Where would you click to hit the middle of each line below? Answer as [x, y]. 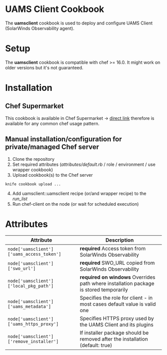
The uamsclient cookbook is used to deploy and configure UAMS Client [79, 23]
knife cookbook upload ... [33, 184]
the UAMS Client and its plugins [117, 325]
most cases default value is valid [118, 304]
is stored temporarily [104, 290]
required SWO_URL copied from [117, 263]
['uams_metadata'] [29, 306]
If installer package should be [114, 333]
